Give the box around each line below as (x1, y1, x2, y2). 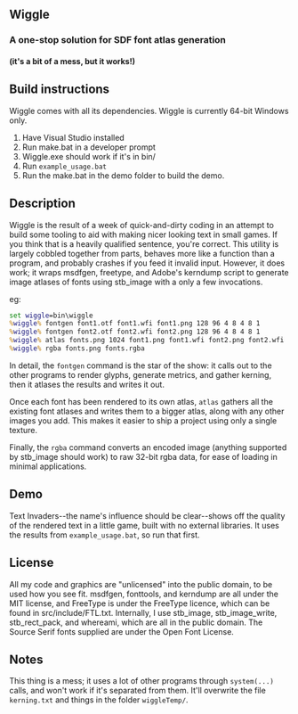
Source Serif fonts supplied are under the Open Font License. (9, 626, 234, 636)
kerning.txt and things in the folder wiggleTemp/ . (9, 694, 189, 705)
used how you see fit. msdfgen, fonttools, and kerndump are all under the (9, 588, 278, 599)
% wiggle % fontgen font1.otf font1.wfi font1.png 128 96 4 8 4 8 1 (9, 319, 261, 328)
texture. (9, 424, 38, 435)
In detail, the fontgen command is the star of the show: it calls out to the (9, 360, 273, 371)
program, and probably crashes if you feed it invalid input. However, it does (9, 258, 286, 268)
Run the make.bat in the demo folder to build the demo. (21, 169, 225, 181)
